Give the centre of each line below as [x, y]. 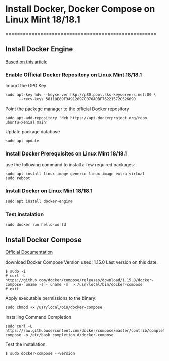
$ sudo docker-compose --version [40, 353]
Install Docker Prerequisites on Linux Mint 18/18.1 [66, 153]
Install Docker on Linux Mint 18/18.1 [49, 191]
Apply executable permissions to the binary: [51, 298]
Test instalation [25, 214]
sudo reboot [18, 178]
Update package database [33, 132]
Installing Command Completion [38, 317]
